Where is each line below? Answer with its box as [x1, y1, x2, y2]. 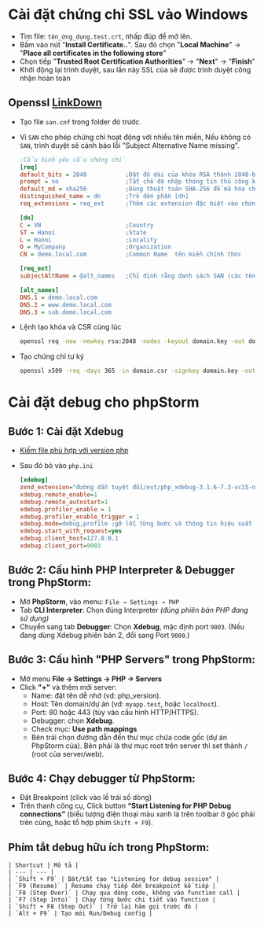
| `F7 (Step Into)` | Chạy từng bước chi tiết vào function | [8, 896, 216, 904]
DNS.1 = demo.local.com [19, 293, 98, 301]
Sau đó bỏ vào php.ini [19, 461, 93, 470]
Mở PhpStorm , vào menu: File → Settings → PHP [19, 596, 179, 606]
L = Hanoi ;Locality [19, 236, 158, 244]
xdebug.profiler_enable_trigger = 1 [19, 513, 140, 521]
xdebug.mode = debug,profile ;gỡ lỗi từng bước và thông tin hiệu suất [19, 520, 253, 528]
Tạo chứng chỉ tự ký [19, 352, 85, 361]
